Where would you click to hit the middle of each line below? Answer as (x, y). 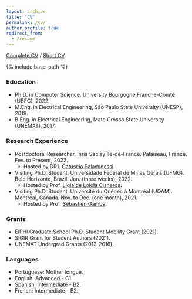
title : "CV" (21, 17)
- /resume (23, 39)
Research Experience (37, 141)
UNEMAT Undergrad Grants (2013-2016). (64, 244)
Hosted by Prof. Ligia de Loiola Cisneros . (73, 185)
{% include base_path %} (37, 67)
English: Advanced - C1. (43, 278)
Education (21, 81)
